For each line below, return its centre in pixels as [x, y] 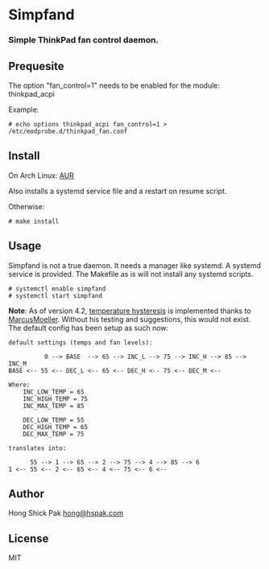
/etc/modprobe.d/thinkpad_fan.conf [68, 131]
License [29, 538]
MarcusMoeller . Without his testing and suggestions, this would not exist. [130, 319]
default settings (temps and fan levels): [81, 342]
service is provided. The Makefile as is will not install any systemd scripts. [131, 274]
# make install [34, 221]
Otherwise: [27, 206]
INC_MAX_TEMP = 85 [54, 406]
